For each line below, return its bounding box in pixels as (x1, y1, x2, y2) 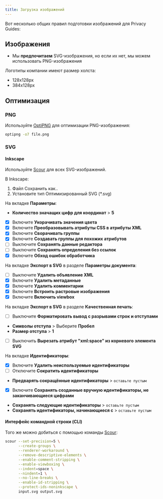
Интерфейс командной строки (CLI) (5, 419, 82, 424)
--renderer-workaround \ (18, 448, 69, 453)
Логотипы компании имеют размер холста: (5, 68, 96, 74)
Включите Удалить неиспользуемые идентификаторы (12, 362, 130, 368)
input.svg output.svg (18, 489, 63, 494)
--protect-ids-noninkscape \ (18, 485, 78, 490)
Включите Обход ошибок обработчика (12, 252, 95, 258)
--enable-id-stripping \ (18, 480, 69, 485)
